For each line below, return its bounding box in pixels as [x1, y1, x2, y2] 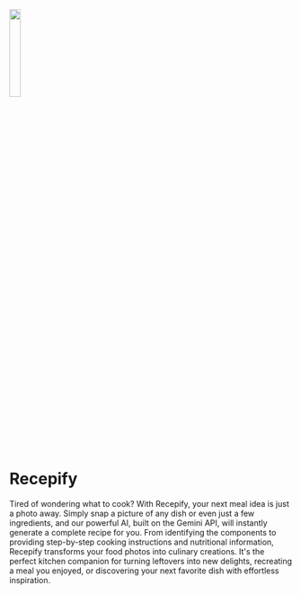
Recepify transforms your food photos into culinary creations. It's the [9, 545, 265, 556]
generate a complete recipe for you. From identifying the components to [9, 527, 277, 537]
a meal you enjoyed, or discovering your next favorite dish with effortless [9, 565, 279, 576]
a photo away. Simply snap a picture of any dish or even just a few [9, 508, 255, 519]
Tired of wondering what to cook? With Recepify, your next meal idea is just [9, 498, 289, 509]
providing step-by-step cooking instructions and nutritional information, [9, 536, 274, 547]
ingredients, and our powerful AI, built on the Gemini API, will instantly [9, 517, 268, 528]
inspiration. [9, 574, 51, 585]
